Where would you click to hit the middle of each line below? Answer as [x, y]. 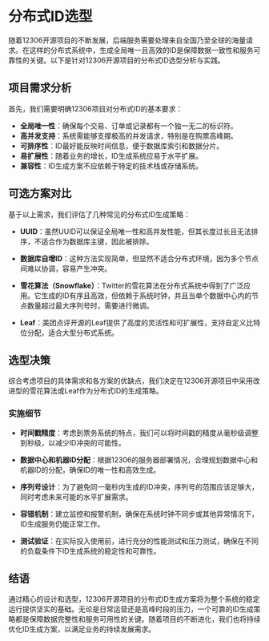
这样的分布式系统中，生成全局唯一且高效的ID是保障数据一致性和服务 [141, 50]
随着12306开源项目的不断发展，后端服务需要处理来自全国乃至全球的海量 [127, 40]
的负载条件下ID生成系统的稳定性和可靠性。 [90, 550]
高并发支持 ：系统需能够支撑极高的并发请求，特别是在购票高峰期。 [128, 135]
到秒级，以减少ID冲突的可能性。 [72, 442]
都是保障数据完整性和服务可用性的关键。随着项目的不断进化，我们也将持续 [138, 619]
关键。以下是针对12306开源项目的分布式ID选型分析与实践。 [127, 60]
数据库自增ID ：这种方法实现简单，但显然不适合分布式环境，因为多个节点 [139, 258]
